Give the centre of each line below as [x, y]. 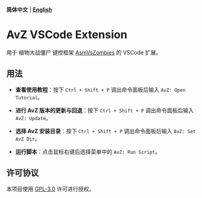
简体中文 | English [29, 10]
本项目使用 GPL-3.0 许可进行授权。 [51, 189]
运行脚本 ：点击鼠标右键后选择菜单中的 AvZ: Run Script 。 [88, 151]
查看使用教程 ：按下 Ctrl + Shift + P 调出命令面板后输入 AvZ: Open [100, 89]
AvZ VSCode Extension [67, 35]
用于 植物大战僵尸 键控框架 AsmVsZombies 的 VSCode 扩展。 [84, 52]
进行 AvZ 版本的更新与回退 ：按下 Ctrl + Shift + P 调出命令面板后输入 [105, 110]
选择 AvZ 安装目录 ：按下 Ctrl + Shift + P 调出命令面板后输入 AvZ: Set [106, 131]
